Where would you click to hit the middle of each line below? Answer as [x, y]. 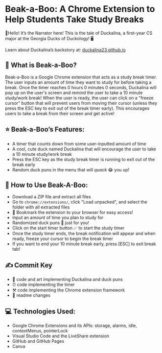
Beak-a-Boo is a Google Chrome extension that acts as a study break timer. [81, 77]
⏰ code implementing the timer [43, 284]
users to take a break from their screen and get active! [60, 113]
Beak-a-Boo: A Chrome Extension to [80, 9]
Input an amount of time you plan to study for [58, 218]
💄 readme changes [31, 295]
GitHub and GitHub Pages [38, 341]
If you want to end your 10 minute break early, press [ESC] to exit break [84, 244]
